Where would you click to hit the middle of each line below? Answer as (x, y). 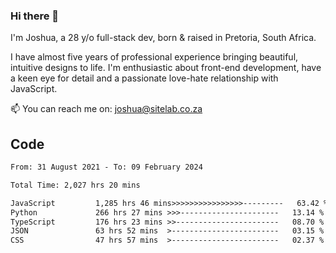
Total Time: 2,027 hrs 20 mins (75, 185)
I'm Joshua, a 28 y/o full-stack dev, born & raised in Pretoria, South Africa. (163, 38)
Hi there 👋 (35, 16)
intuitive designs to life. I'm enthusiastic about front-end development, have (166, 68)
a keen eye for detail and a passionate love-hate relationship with (144, 78)
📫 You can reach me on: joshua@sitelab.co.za (106, 109)
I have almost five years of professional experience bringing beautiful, (154, 57)
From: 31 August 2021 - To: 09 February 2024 (106, 167)
